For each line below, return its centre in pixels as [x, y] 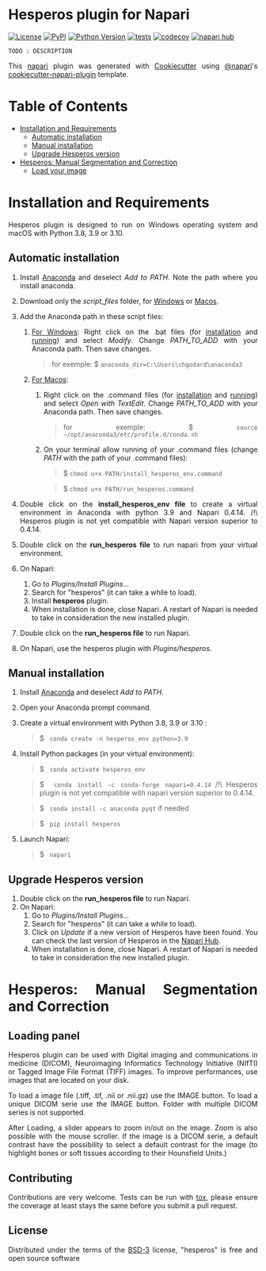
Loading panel [44, 1036]
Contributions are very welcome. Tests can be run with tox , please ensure [133, 1197]
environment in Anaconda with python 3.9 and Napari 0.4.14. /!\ [139, 512]
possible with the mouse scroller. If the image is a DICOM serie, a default [133, 1136]
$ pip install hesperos [80, 824]
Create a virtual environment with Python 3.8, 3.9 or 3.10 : [113, 723]
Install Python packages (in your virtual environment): [107, 754]
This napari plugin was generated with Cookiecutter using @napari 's [133, 66]
